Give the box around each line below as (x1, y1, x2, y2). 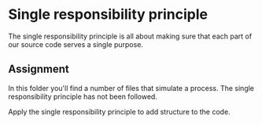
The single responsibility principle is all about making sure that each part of (8, 31, 253, 41)
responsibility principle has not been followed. (8, 92, 157, 101)
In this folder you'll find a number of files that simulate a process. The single (8, 83, 254, 93)
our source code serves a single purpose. (8, 39, 144, 49)
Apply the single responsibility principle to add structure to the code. (8, 107, 231, 116)
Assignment (8, 63, 69, 76)
